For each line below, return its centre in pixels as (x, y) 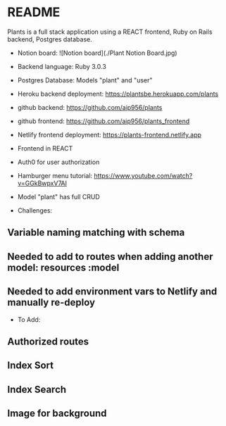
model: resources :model (63, 267)
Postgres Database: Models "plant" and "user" (85, 80)
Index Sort (31, 366)
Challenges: (35, 210)
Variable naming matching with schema (96, 233)
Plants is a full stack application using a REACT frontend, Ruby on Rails (110, 32)
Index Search (37, 389)
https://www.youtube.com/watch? (143, 175)
